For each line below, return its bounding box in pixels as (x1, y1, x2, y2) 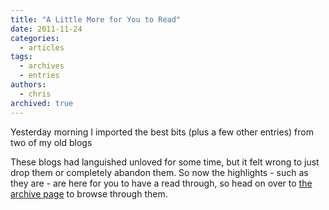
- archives (19, 61, 65, 71)
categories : (10, 33, 60, 43)
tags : (10, 52, 33, 62)
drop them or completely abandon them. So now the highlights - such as (10, 166, 309, 178)
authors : (10, 80, 47, 90)
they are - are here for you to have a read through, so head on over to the (10, 177, 313, 189)
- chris (19, 89, 52, 99)
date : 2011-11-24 (10, 24, 83, 34)
